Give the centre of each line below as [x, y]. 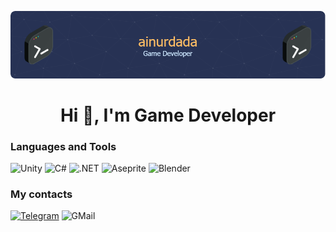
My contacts [41, 194]
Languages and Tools [63, 146]
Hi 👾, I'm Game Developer [168, 115]
